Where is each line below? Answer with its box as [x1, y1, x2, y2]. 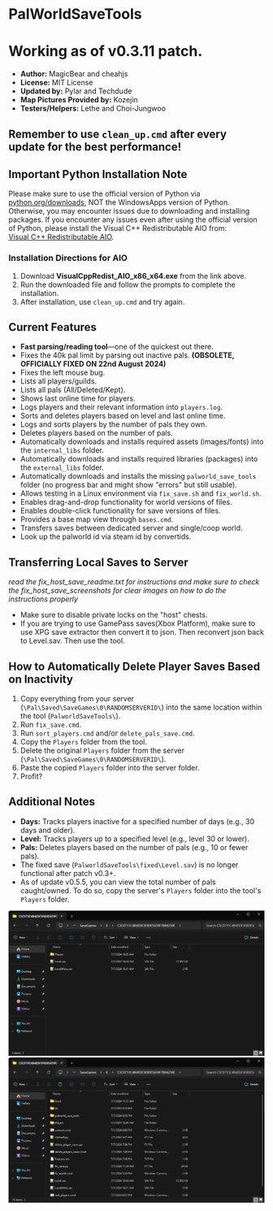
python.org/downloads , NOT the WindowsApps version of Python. [8, 197, 230, 207]
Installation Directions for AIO [8, 253, 128, 264]
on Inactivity [8, 672, 73, 686]
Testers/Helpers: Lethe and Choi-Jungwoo [19, 103, 167, 114]
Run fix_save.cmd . [19, 720, 82, 730]
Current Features [8, 320, 97, 334]
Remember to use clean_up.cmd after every [8, 127, 227, 141]
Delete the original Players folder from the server [19, 745, 185, 756]
